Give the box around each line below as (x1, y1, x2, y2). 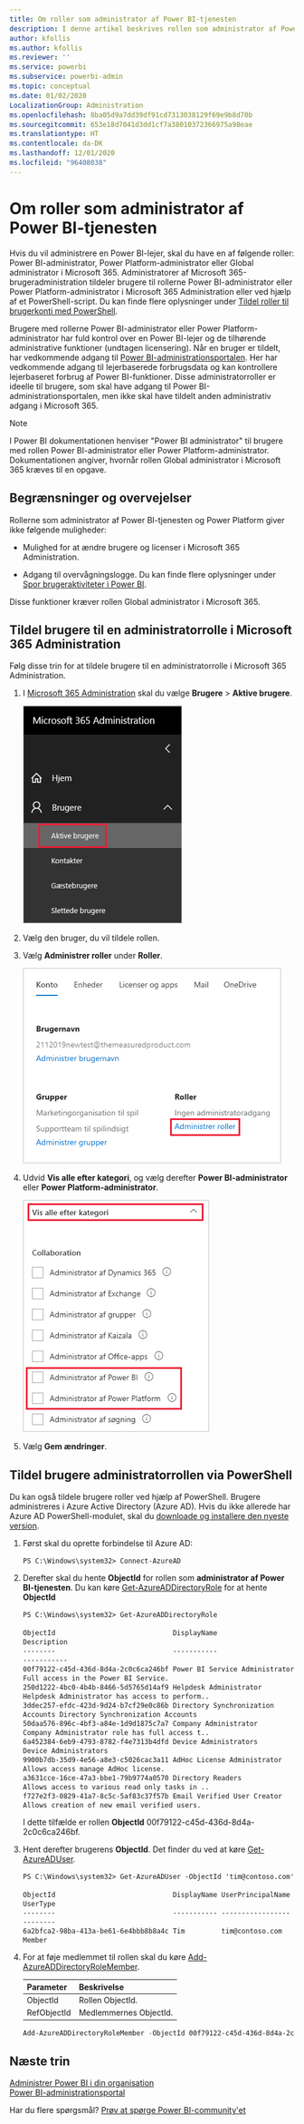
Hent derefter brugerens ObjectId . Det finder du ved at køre (22, 1844, 246, 1855)
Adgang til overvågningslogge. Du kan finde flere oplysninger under (22, 569, 276, 580)
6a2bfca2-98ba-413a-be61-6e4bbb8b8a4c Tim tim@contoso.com (22, 1927, 282, 1936)
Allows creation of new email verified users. (22, 1801, 202, 1810)
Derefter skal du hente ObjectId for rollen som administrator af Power (22, 1573, 285, 1583)
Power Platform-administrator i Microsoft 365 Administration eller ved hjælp (9, 286, 291, 297)
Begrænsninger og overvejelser (9, 491, 192, 506)
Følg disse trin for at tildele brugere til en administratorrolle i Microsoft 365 (9, 660, 287, 671)
